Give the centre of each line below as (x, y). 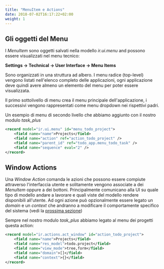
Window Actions (31, 167)
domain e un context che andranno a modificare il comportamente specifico (82, 205)
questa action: (20, 226)
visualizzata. (18, 91)
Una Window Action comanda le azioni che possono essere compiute (75, 179)
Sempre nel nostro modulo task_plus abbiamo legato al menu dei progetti (79, 220)
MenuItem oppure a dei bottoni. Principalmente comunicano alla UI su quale (82, 190)
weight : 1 (15, 19)
